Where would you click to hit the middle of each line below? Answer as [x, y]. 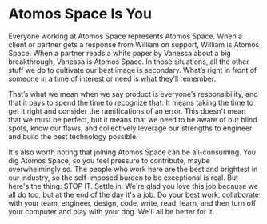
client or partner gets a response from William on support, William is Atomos [134, 44]
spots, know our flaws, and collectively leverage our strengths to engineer [130, 128]
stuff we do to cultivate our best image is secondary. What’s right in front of [133, 70]
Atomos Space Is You [80, 14]
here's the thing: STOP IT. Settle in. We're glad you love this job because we [133, 186]
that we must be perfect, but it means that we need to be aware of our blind [133, 119]
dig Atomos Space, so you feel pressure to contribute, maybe [109, 160]
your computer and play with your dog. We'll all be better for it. [112, 211]
